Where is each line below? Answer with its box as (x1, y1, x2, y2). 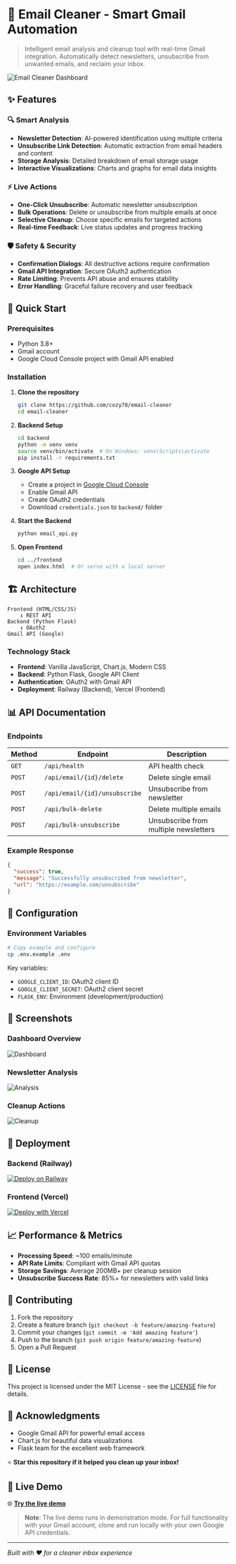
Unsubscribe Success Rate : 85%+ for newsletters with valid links (17, 1274, 209, 1282)
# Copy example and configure (7, 944, 96, 951)
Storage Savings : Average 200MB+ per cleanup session (17, 1267, 181, 1275)
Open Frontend (17, 543, 63, 551)
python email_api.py (17, 530, 78, 537)
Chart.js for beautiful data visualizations (17, 1436, 133, 1444)
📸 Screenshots (7, 1013, 73, 1025)
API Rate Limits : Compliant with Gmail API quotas (17, 1259, 161, 1268)
